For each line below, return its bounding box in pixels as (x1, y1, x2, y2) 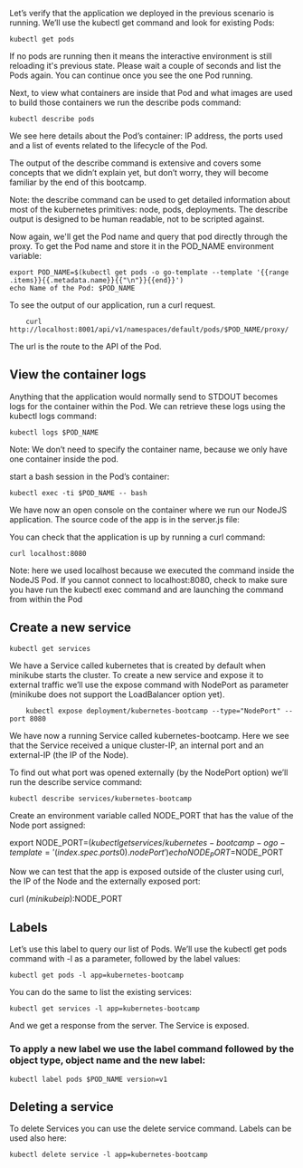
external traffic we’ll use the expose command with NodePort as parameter (9, 679, 289, 690)
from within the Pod (9, 593, 83, 605)
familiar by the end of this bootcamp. (9, 177, 147, 187)
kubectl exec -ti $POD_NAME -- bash (9, 488, 147, 497)
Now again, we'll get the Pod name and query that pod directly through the (9, 231, 288, 242)
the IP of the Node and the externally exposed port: (9, 876, 201, 886)
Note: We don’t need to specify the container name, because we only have (9, 444, 288, 455)
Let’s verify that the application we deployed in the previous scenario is (9, 8, 274, 18)
